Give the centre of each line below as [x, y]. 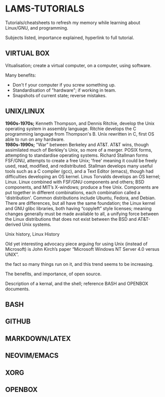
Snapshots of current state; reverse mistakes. [59, 95]
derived [13, 224]
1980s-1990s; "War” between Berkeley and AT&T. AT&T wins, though [77, 144]
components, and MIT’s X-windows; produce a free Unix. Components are [82, 187]
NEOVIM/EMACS [32, 356]
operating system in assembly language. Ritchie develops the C [71, 129]
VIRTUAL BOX [28, 53]
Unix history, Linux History [33, 234]
